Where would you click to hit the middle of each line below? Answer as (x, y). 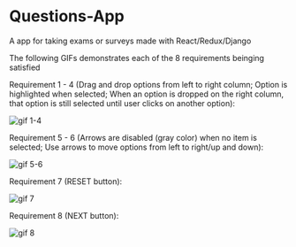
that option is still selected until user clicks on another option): (122, 103)
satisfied (25, 67)
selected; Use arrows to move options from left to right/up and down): (137, 147)
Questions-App (67, 16)
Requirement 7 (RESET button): (66, 181)
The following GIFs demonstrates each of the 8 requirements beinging (137, 58)
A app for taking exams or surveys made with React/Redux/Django (130, 41)
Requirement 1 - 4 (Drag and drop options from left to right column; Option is (148, 84)
